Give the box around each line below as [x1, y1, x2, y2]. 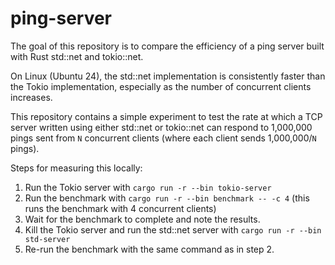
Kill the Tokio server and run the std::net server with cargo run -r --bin [24, 223, 322, 236]
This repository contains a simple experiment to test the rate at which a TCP [10, 110, 323, 122]
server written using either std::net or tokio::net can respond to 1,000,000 [10, 121, 313, 133]
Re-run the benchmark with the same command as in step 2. [24, 243, 275, 255]
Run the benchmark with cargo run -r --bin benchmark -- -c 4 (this [24, 192, 310, 204]
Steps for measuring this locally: [10, 162, 143, 174]
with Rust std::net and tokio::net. [10, 50, 144, 62]
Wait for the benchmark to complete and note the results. [24, 213, 261, 225]
